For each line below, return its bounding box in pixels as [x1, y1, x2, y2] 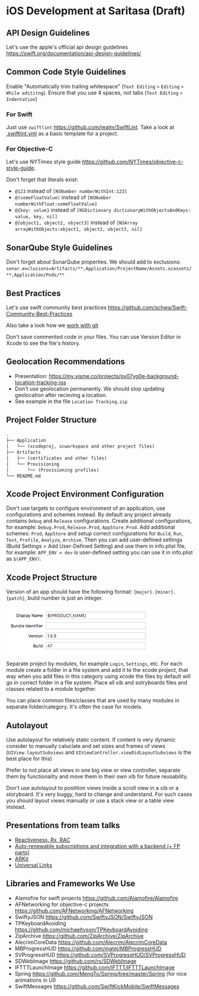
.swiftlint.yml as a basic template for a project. [6, 130, 118, 137]
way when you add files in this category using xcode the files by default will [6, 673, 191, 680]
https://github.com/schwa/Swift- [107, 304, 188, 311]
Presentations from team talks [6, 820, 120, 830]
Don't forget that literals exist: [6, 176, 79, 183]
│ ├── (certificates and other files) [6, 455, 108, 461]
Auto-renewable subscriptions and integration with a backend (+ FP [14, 842, 181, 849]
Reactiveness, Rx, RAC [14, 836, 70, 843]
